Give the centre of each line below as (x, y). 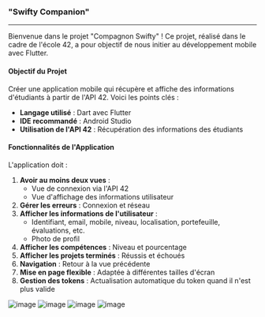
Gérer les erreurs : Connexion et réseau (85, 205)
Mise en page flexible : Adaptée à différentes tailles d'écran (117, 272)
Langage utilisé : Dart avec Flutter (75, 112)
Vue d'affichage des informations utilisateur (103, 196)
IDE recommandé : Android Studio (75, 121)
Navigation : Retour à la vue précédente (85, 263)
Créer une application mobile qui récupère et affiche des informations (121, 88)
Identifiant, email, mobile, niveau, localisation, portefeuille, (126, 222)
